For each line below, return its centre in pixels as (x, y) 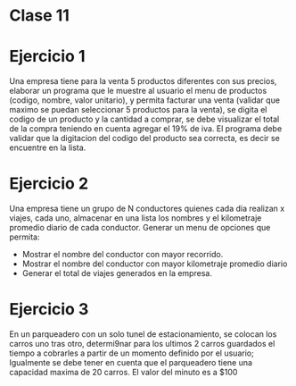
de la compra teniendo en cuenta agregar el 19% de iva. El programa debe (146, 129)
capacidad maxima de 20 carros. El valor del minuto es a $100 (123, 372)
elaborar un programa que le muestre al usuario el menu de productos (138, 91)
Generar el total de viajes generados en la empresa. (117, 273)
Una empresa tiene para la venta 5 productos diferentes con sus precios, (143, 81)
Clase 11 (39, 16)
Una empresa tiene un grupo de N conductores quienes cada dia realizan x (147, 209)
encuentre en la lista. (48, 147)
